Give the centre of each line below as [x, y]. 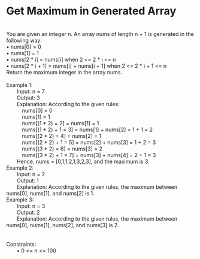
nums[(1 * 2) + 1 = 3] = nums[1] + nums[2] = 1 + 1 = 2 [87, 129]
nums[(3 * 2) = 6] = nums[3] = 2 [62, 149]
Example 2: [20, 168]
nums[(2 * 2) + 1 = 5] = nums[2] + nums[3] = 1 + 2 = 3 [89, 142]
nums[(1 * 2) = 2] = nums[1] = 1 [60, 123]
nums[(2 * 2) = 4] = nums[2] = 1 [62, 135]
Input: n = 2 [31, 174]
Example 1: [19, 85]
